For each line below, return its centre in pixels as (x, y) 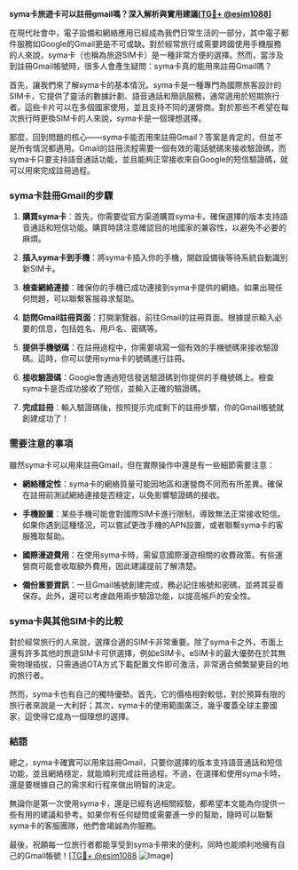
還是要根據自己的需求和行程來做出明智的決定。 (94, 785)
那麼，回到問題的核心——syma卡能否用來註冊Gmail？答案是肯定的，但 (138, 137)
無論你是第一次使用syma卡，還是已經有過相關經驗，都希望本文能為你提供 (143, 803)
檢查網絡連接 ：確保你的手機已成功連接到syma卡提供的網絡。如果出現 (149, 288)
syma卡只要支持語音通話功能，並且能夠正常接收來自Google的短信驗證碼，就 (149, 159)
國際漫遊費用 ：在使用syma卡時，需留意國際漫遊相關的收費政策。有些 (149, 555)
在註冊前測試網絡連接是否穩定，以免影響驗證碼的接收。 (123, 494)
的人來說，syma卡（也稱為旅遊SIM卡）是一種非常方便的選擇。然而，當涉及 (146, 55)
